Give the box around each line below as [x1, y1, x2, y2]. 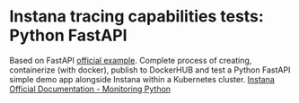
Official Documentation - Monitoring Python [9, 83, 171, 94]
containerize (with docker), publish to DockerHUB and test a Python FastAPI [9, 64, 291, 75]
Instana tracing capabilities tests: [9, 6, 265, 27]
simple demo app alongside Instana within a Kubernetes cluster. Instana [9, 73, 276, 84]
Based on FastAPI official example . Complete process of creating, [9, 55, 252, 65]
